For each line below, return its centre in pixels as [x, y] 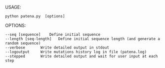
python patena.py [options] [35, 16]
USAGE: [13, 7]
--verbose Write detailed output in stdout [57, 48]
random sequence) [23, 43]
